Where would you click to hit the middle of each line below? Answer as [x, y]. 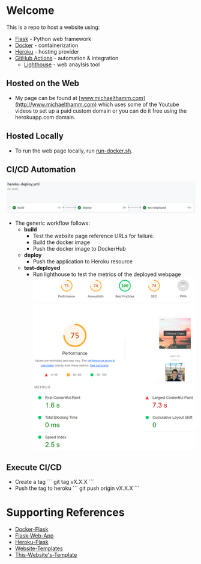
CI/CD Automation [41, 169]
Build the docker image [61, 242]
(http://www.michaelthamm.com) [56, 104]
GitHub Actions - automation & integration [67, 58]
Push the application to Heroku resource [83, 262]
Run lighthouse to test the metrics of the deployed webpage [107, 274]
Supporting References [65, 512]
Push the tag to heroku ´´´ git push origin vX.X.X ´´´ [77, 488]
